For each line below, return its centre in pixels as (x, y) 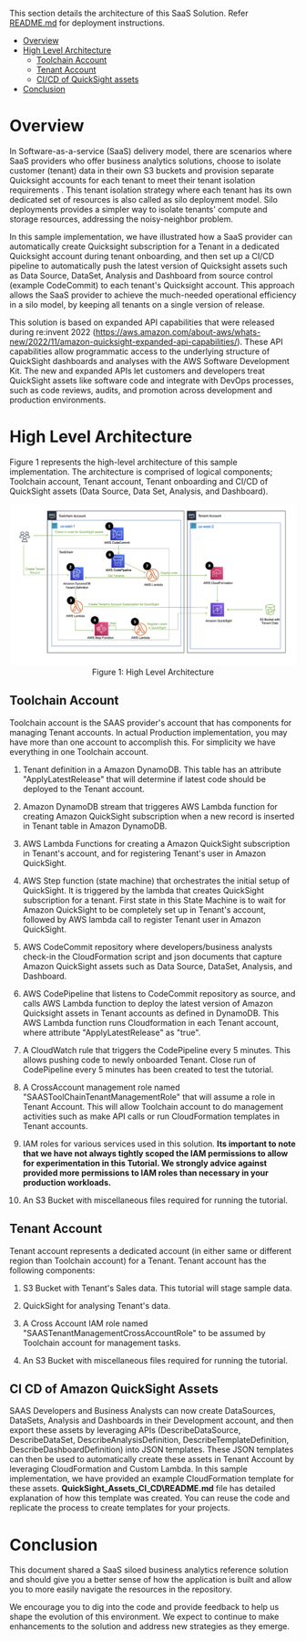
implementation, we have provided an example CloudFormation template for (152, 1479)
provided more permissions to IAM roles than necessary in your (145, 1173)
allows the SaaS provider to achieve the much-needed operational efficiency (153, 295)
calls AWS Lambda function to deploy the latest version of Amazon (148, 1003)
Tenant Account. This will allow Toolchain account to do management (153, 1106)
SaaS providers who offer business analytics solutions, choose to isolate (145, 161)
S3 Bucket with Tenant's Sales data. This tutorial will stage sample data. (158, 1288)
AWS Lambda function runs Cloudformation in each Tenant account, (151, 1022)
